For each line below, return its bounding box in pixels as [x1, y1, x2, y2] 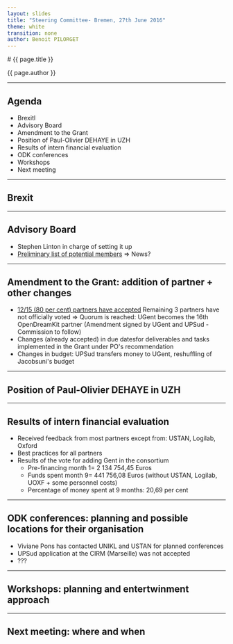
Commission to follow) [17, 328, 82, 336]
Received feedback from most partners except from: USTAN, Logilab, [17, 434, 216, 442]
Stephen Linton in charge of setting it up [17, 242, 132, 250]
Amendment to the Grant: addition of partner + [7, 276, 214, 288]
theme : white [7, 23, 45, 30]
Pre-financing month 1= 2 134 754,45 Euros [27, 464, 153, 472]
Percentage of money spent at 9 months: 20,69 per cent [27, 486, 189, 494]
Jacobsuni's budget [17, 357, 75, 366]
